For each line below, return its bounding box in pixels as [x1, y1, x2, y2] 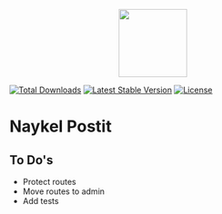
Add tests [22, 196, 59, 206]
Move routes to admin [22, 186, 106, 197]
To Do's [9, 152, 54, 168]
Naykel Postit [9, 116, 112, 137]
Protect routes [22, 177, 76, 187]
